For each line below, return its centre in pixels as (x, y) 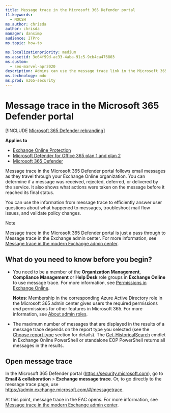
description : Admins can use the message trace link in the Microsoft (82, 71)
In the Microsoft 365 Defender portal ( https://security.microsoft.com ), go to (84, 373)
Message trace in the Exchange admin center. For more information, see (81, 238)
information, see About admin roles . (50, 314)
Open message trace (39, 361)
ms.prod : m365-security (31, 81)
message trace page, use (32, 385)
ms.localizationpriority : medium (41, 52)
